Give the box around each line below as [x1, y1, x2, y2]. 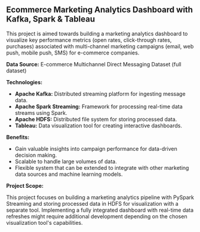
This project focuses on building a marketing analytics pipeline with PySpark [6, 194, 194, 201]
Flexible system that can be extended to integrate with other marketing [14, 164, 189, 171]
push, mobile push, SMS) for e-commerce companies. [6, 49, 140, 56]
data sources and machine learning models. [14, 170, 123, 178]
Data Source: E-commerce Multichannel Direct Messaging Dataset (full [6, 60, 181, 68]
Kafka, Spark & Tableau [6, 14, 96, 25]
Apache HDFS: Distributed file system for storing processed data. [14, 115, 177, 123]
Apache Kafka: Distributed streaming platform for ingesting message [14, 90, 186, 97]
